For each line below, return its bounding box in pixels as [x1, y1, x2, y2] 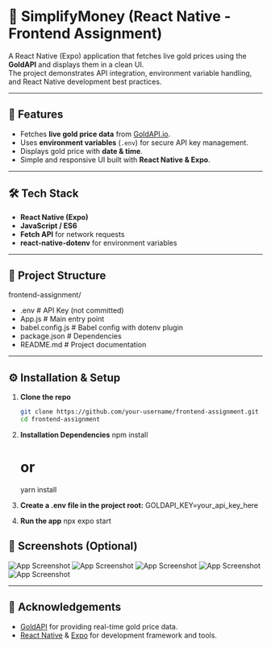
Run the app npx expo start [19, 516, 111, 525]
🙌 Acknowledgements [8, 600, 122, 614]
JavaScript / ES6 [19, 221, 77, 231]
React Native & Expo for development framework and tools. [19, 630, 218, 640]
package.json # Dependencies [19, 331, 123, 341]
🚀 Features [8, 108, 64, 122]
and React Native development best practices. [8, 77, 162, 86]
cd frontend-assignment [19, 415, 101, 424]
